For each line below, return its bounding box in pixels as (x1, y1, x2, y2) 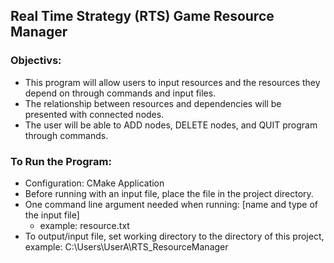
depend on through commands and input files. (24, 87, 217, 99)
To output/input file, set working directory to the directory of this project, (24, 230, 325, 242)
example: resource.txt (39, 219, 130, 231)
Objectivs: (10, 54, 62, 68)
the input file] (24, 209, 80, 221)
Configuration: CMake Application (24, 177, 165, 189)
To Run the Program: (10, 154, 112, 168)
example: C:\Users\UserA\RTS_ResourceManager (24, 240, 229, 253)
